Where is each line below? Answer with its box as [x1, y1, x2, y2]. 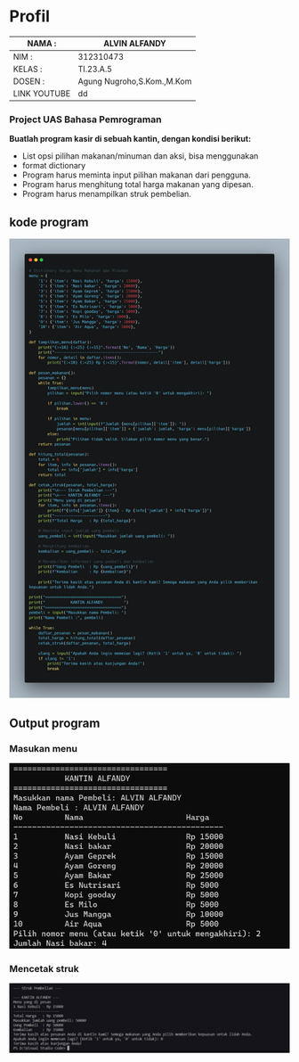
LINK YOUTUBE [12, 88, 71, 99]
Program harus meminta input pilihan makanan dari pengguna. [21, 169, 251, 180]
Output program [9, 715, 101, 730]
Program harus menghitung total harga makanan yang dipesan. [21, 179, 254, 190]
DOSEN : [12, 76, 45, 86]
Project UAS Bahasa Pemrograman [9, 113, 162, 126]
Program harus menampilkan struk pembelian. [21, 189, 191, 200]
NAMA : [27, 38, 57, 49]
